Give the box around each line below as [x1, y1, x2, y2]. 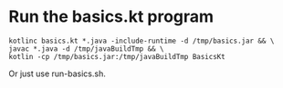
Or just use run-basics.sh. [8, 68, 106, 79]
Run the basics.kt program [8, 6, 215, 27]
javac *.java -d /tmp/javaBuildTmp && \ [8, 44, 165, 54]
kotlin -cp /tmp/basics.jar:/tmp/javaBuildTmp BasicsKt [8, 52, 225, 61]
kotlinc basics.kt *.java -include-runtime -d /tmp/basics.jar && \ [8, 36, 275, 45]
